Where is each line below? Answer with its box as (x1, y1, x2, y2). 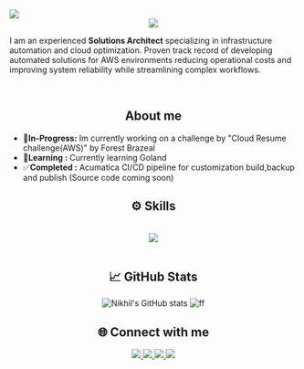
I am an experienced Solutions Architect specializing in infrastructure (9, 36, 273, 46)
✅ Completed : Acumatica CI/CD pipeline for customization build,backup (22, 162, 295, 173)
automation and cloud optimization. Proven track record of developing (9, 45, 273, 56)
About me (124, 109, 183, 124)
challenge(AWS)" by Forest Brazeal (22, 142, 155, 153)
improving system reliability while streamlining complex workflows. (9, 64, 261, 75)
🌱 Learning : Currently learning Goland (22, 152, 167, 163)
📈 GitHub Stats (109, 269, 198, 285)
